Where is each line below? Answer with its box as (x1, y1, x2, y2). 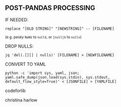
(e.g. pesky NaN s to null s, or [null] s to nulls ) (5, 35, 82, 39)
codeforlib (5, 88, 26, 93)
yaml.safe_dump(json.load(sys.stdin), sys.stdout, (5, 75, 110, 80)
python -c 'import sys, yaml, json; (5, 71, 80, 75)
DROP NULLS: (5, 43, 34, 49)
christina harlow (5, 97, 38, 103)
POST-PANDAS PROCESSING (5, 4, 96, 12)
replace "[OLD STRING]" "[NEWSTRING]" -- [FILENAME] (5, 26, 115, 31)
